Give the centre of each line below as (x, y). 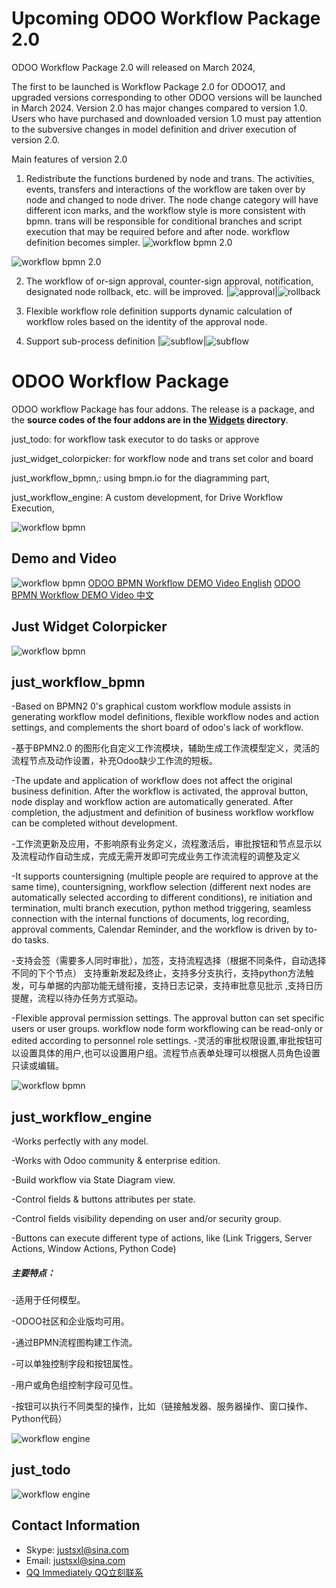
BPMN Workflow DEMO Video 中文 (82, 594)
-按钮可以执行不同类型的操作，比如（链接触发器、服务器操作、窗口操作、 (162, 1406)
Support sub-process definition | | (116, 341)
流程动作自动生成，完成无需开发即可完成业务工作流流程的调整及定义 (160, 856)
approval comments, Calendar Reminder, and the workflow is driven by (157, 929)
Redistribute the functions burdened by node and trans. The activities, (170, 178)
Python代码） (39, 1419)
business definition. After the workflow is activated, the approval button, (160, 791)
